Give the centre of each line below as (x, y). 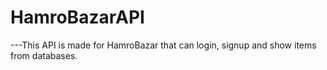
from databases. (44, 55)
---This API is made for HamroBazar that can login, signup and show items (163, 45)
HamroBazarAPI (77, 17)
